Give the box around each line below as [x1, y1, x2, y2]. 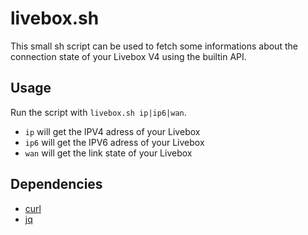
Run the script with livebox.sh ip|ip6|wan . [10, 106, 187, 118]
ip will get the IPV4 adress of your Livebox [24, 125, 201, 137]
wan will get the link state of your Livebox [24, 147, 193, 159]
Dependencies [10, 176, 103, 193]
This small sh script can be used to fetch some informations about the [10, 40, 298, 52]
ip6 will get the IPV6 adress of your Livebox [24, 136, 205, 148]
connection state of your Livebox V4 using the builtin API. [10, 50, 247, 62]
